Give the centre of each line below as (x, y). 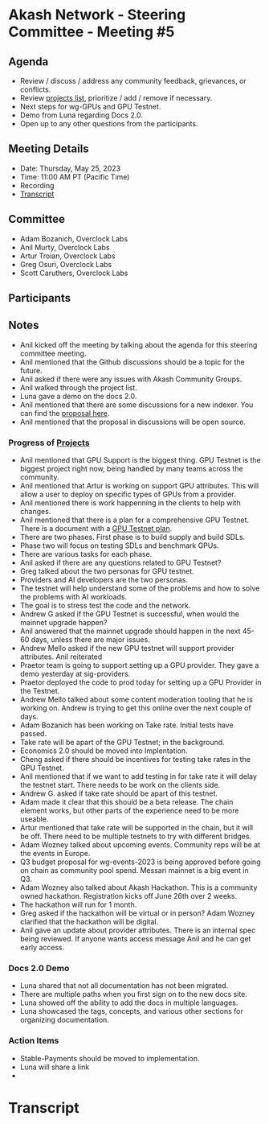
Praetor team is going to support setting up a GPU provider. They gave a (139, 665)
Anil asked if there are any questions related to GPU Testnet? (120, 563)
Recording (37, 185)
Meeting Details (49, 149)
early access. (42, 948)
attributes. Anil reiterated (61, 657)
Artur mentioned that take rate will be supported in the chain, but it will (137, 828)
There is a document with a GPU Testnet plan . (96, 529)
